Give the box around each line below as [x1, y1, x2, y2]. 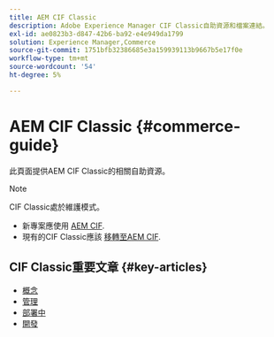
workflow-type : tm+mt [9, 54, 89, 63]
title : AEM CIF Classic [9, 12, 97, 22]
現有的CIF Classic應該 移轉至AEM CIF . [21, 231, 162, 241]
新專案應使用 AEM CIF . [21, 220, 105, 231]
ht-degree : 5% [9, 71, 62, 80]
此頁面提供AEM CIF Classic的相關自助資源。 [9, 165, 171, 176]
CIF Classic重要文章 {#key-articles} [9, 260, 208, 275]
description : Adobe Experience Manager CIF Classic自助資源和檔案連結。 [9, 21, 270, 30]
